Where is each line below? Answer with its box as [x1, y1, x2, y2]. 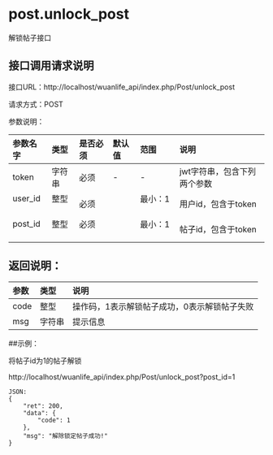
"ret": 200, [23, 401, 63, 410]
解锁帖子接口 [8, 32, 51, 42]
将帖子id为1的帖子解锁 [8, 355, 82, 366]
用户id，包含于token [179, 198, 258, 210]
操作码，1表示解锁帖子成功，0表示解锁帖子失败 [71, 301, 254, 312]
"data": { [23, 409, 57, 417]
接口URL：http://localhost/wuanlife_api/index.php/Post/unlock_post [8, 82, 236, 92]
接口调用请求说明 [8, 58, 94, 73]
